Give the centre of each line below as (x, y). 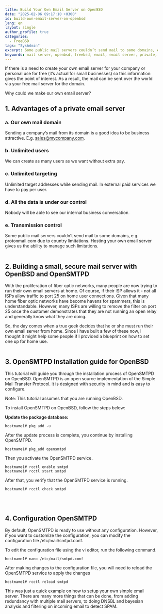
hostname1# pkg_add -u (28, 426)
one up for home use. (26, 341)
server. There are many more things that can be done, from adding (72, 596)
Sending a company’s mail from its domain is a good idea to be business (77, 133)
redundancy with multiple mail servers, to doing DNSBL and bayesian (74, 601)
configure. (15, 389)
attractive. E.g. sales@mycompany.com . (45, 138)
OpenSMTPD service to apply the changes (48, 573)
